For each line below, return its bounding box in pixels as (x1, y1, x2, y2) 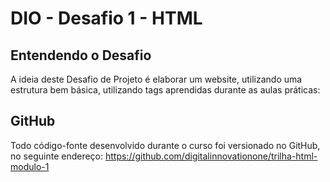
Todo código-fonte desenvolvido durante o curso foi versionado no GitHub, (10, 139, 321, 151)
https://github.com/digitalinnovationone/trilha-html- (104, 150, 318, 162)
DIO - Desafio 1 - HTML (10, 7, 203, 30)
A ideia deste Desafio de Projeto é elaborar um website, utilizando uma (10, 73, 303, 85)
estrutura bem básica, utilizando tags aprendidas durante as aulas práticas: (10, 84, 321, 96)
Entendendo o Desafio (10, 47, 152, 64)
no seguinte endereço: (10, 150, 104, 162)
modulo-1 (10, 160, 50, 172)
